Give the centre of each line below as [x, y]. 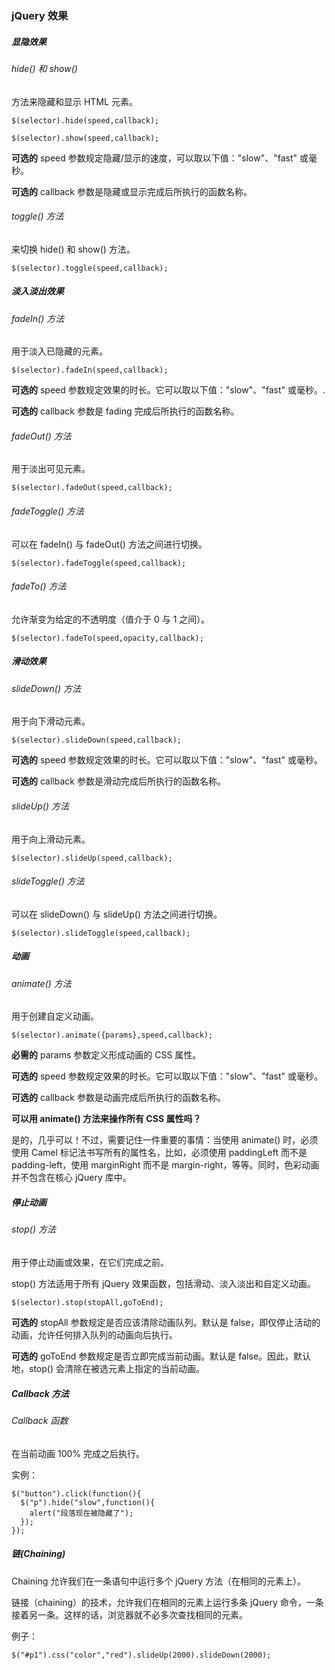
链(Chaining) [38, 1554]
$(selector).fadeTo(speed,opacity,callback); [107, 638]
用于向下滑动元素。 [51, 721]
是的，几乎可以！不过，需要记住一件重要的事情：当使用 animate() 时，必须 [165, 1140]
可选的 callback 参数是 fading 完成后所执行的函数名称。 [125, 411]
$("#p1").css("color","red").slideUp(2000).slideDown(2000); [141, 1655]
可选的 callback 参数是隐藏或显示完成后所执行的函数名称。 [132, 191]
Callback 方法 [40, 1393]
